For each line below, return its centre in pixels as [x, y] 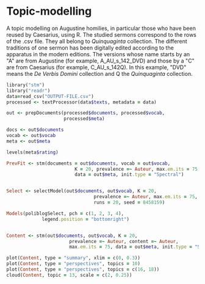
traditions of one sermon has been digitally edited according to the [90, 48]
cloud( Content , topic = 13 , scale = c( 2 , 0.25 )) [69, 275]
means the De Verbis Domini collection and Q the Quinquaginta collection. [100, 73]
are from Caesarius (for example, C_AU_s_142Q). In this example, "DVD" [96, 67]
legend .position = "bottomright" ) [86, 219]
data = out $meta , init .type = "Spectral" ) [129, 175]
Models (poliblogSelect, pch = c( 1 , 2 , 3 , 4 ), [65, 213]
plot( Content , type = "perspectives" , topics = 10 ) [73, 264]
